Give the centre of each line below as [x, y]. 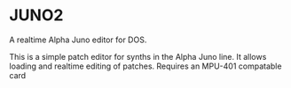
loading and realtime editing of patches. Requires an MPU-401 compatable [145, 66]
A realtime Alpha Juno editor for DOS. [78, 40]
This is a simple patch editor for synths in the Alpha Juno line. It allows [138, 56]
